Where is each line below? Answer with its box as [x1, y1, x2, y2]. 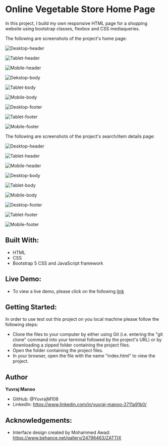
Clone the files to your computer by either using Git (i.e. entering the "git [12, 331, 163, 337]
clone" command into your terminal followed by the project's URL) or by [12, 337, 162, 343]
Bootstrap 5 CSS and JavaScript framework [12, 260, 103, 266]
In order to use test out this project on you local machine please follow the [5, 316, 159, 322]
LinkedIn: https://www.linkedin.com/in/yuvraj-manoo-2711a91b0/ [12, 402, 147, 408]
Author [5, 373, 28, 381]
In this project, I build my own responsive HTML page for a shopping [5, 20, 148, 26]
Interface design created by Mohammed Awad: [12, 429, 110, 435]
